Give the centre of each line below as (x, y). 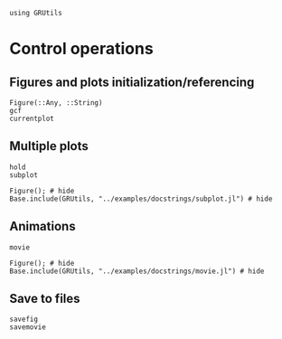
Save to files (45, 299)
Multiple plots (49, 146)
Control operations (81, 49)
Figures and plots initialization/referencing (132, 82)
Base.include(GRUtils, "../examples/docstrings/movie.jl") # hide (137, 271)
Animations (42, 226)
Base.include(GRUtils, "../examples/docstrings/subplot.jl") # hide (141, 199)
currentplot (32, 118)
